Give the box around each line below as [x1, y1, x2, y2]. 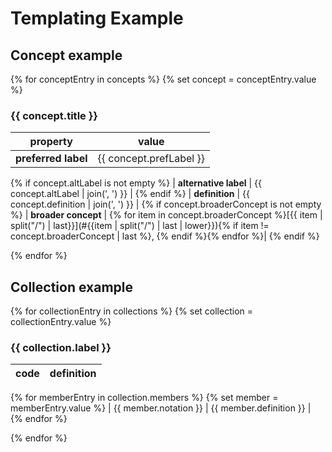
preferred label [15, 152, 88, 166]
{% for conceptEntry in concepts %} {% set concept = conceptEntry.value [10, 73, 317, 85]
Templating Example [10, 7, 184, 30]
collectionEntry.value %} [10, 316, 112, 328]
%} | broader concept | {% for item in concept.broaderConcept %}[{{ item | [10, 209, 323, 221]
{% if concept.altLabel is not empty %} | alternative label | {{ [10, 177, 263, 189]
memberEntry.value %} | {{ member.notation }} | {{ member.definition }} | [10, 402, 312, 414]
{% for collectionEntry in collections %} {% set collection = [10, 305, 254, 317]
